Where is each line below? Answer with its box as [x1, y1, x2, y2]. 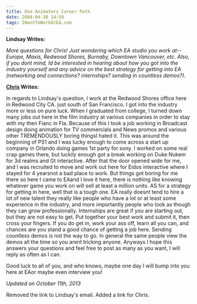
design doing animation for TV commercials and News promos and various [6, 126, 186, 133]
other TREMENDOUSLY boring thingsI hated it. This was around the [6, 132, 169, 139]
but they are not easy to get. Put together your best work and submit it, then [6, 213, 190, 221]
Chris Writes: [6, 83, 39, 91]
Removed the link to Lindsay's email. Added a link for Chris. [6, 292, 150, 299]
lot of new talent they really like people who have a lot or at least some [6, 195, 176, 202]
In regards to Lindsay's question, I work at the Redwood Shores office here [6, 95, 187, 102]
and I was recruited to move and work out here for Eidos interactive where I [6, 163, 188, 171]
